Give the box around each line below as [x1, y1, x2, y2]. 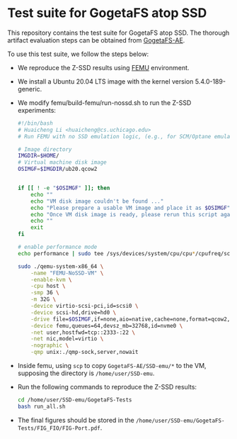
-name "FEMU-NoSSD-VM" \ [30, 269, 104, 277]
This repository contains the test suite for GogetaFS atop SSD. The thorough [7, 28, 230, 37]
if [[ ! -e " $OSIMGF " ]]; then [17, 184, 110, 192]
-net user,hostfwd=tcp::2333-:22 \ [30, 328, 136, 336]
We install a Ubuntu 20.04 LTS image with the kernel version [17, 77, 194, 86]
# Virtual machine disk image [17, 159, 108, 166]
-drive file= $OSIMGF [30, 316, 91, 323]
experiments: [17, 106, 57, 114]
